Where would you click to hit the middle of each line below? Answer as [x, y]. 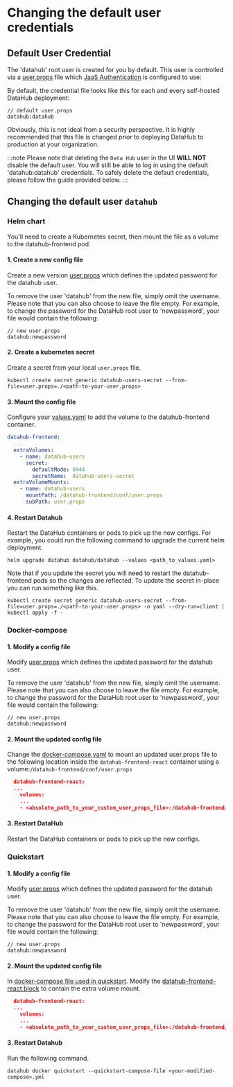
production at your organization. [53, 144]
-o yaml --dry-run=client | [184, 607]
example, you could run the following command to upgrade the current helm [116, 540]
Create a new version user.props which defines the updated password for [112, 275]
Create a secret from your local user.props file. [74, 368]
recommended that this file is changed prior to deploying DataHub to [105, 137]
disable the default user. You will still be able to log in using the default [108, 165]
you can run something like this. [53, 588]
